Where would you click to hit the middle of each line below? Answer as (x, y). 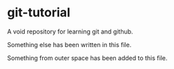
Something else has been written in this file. (69, 44)
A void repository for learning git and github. (70, 31)
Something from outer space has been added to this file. (87, 58)
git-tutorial (39, 13)
